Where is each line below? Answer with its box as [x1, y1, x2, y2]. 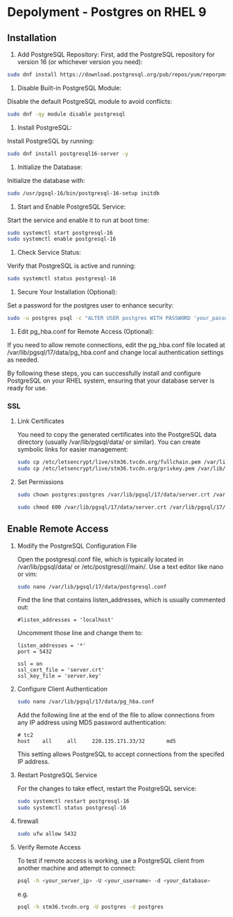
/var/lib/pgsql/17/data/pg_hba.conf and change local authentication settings [7, 349, 224, 356]
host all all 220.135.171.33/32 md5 [17, 738, 176, 745]
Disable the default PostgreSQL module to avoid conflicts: [7, 97, 172, 105]
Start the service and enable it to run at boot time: [7, 216, 149, 224]
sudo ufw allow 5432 [17, 831, 77, 838]
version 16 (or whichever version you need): [17, 58, 144, 66]
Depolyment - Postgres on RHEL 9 [7, 4, 207, 20]
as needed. [7, 356, 40, 364]
